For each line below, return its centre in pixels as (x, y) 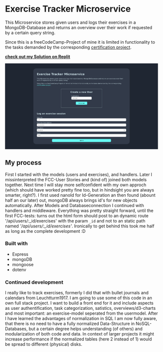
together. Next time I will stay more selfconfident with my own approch (76, 185)
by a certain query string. (30, 32)
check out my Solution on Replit (38, 56)
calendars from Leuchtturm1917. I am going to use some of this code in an (79, 298)
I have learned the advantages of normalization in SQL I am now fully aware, (81, 319)
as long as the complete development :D (45, 231)
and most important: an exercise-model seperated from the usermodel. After (81, 313)
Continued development (34, 282)
